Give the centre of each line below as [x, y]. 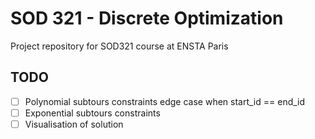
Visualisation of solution [74, 124]
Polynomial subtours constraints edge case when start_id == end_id [165, 101]
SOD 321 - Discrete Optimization [147, 18]
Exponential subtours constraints [92, 113]
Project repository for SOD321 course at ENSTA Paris [119, 46]
